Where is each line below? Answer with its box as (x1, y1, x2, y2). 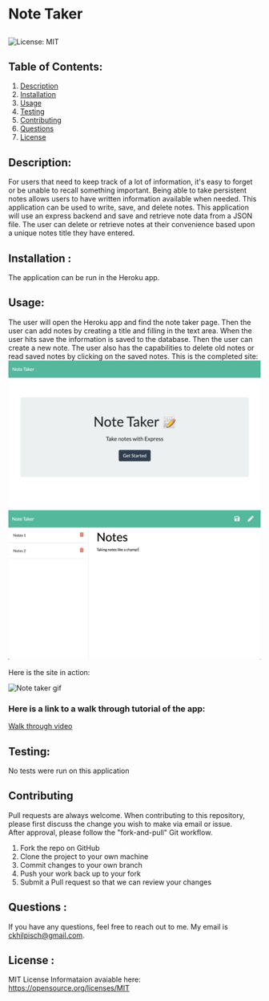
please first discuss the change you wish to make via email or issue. (8, 819, 233, 828)
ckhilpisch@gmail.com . (8, 930, 86, 940)
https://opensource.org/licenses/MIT (8, 983, 130, 993)
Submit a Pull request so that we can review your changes (19, 877, 212, 887)
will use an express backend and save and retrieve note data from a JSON (8, 211, 253, 221)
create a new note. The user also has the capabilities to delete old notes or (8, 343, 255, 352)
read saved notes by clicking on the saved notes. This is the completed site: (8, 351, 259, 361)
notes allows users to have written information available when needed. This (8, 194, 257, 204)
